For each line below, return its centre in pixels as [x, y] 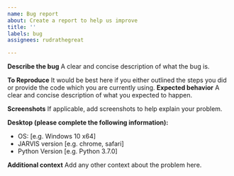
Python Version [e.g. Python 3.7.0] [68, 151]
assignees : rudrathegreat [45, 40]
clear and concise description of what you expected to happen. [100, 95]
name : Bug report [33, 14]
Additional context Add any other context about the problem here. [105, 165]
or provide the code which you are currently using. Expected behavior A [113, 88]
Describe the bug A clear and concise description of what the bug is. [108, 66]
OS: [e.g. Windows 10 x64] [57, 136]
